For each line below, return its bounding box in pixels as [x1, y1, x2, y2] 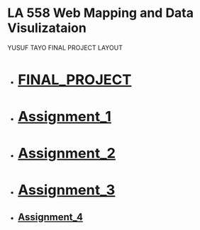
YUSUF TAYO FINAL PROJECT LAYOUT [7, 43, 123, 52]
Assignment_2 [17, 144, 116, 162]
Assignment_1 [17, 108, 112, 125]
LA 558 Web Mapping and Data [7, 5, 194, 21]
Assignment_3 [17, 180, 116, 199]
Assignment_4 [17, 211, 84, 223]
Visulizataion [7, 20, 87, 36]
